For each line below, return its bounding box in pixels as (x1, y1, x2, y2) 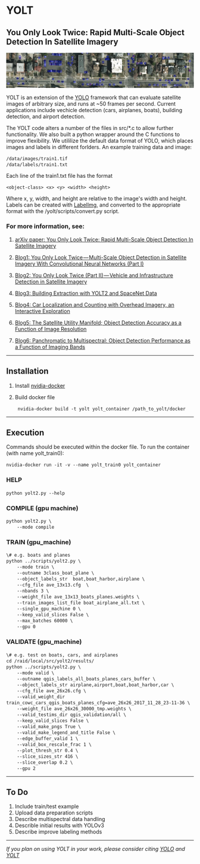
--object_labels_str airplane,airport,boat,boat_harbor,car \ (17, 681, 174, 688)
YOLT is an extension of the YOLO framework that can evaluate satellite (6, 94, 182, 101)
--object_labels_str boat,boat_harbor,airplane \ (17, 576, 145, 582)
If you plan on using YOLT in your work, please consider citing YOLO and (6, 846, 186, 853)
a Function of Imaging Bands (14, 343, 85, 350)
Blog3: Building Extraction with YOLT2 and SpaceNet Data (14, 289, 158, 297)
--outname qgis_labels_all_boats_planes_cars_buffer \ (17, 675, 156, 682)
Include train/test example (14, 803, 79, 810)
